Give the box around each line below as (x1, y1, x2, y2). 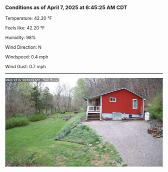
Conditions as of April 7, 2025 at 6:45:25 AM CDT (5, 4, 127, 11)
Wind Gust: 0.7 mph (5, 64, 46, 70)
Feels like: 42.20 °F (5, 25, 45, 31)
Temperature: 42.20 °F (5, 15, 52, 21)
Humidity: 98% (5, 34, 36, 41)
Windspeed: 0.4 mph (5, 54, 48, 60)
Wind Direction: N (5, 44, 41, 50)
